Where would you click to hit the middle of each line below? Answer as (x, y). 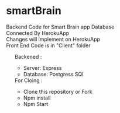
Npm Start (36, 104)
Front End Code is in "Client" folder (48, 45)
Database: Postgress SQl (53, 74)
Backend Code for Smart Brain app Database (60, 27)
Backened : (28, 57)
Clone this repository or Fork (58, 91)
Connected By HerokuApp (38, 33)
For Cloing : (28, 80)
